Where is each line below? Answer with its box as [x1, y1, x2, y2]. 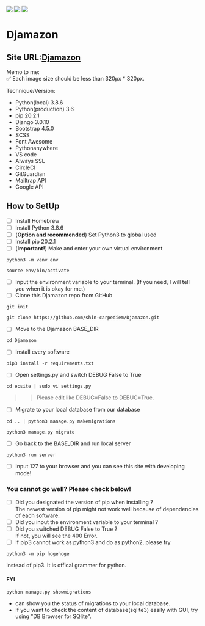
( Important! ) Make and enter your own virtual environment [15, 245, 163, 252]
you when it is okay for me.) [15, 285, 85, 293]
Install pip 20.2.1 [15, 238, 56, 245]
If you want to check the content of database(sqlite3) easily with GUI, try [15, 606, 198, 614]
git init [6, 304, 29, 310]
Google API [15, 183, 44, 191]
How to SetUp [6, 201, 60, 211]
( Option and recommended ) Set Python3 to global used [15, 231, 157, 238]
